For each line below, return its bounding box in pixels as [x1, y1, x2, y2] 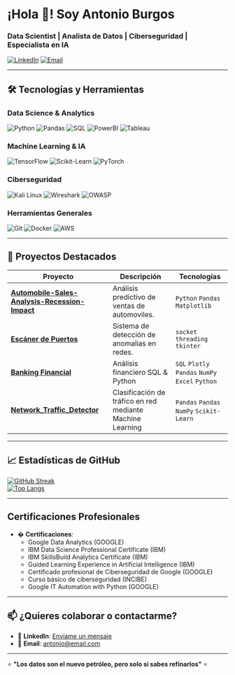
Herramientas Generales [7, 208, 92, 218]
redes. [112, 347, 134, 357]
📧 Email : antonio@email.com [17, 639, 101, 648]
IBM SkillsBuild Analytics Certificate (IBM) [27, 553, 148, 561]
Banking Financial [10, 367, 72, 377]
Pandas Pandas [175, 398, 221, 406]
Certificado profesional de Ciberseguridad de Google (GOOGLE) [27, 567, 213, 576]
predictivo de [112, 292, 156, 301]
